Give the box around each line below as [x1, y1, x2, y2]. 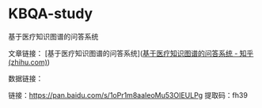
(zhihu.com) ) [8, 57, 50, 67]
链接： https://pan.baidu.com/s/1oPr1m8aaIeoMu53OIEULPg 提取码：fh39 [8, 90, 248, 99]
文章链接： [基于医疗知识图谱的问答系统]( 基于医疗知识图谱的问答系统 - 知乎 [8, 48, 254, 58]
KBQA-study [8, 5, 93, 23]
